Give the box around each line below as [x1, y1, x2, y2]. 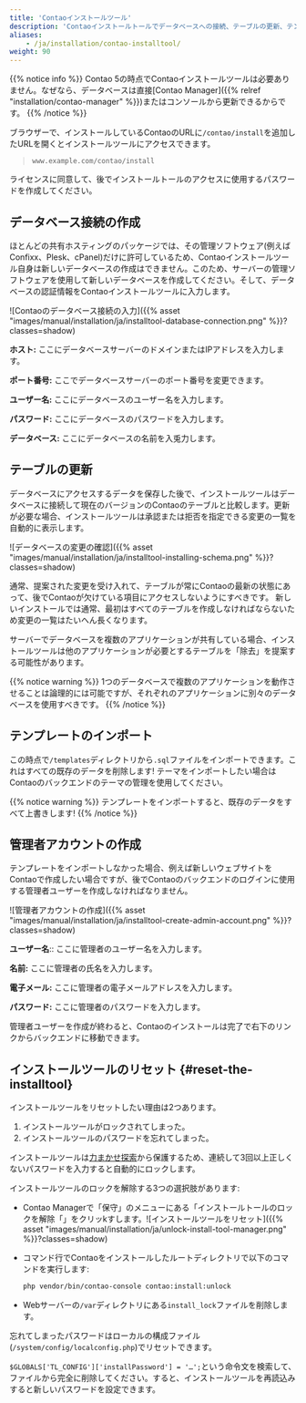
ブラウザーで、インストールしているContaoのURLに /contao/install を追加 [9, 127, 289, 138]
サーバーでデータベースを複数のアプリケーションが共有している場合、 [9, 634, 271, 645]
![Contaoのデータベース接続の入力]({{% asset [9, 304, 180, 315]
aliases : [9, 30, 43, 39]
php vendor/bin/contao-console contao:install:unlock [22, 1282, 231, 1291]
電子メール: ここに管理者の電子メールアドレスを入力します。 [9, 982, 238, 994]
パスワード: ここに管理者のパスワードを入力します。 [9, 1002, 206, 1013]
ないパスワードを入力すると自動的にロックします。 [9, 1163, 200, 1174]
